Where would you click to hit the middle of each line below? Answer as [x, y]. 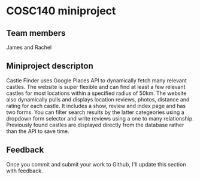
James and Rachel [29, 47]
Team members [36, 33]
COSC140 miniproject [61, 11]
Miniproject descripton [50, 66]
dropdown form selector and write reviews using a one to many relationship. [100, 118]
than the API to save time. [38, 131]
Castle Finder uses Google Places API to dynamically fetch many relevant [97, 80]
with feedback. [25, 171]
